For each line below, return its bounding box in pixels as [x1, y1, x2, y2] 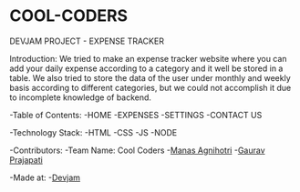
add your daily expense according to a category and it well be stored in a [9, 63, 284, 74]
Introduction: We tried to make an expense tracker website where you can [9, 53, 287, 64]
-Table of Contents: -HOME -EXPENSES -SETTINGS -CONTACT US [9, 109, 263, 120]
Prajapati [9, 154, 43, 165]
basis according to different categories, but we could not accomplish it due [9, 82, 292, 93]
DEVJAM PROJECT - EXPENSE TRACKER [9, 35, 164, 46]
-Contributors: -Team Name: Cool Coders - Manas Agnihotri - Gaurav [9, 145, 266, 156]
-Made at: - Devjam [9, 172, 80, 183]
